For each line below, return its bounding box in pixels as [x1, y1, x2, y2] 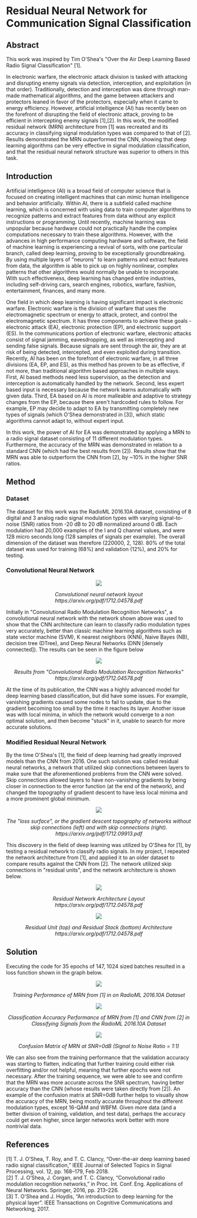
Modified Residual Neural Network [6, 738, 107, 746]
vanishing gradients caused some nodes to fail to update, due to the [6, 698, 171, 705]
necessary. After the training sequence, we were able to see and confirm [6, 1072, 183, 1080]
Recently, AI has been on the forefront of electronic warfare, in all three [6, 355, 178, 362]
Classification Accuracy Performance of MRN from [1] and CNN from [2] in [8, 1013, 190, 1021]
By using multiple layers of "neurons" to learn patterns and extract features [6, 256, 188, 263]
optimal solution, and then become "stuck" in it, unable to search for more [6, 717, 185, 724]
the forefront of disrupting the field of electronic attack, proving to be [6, 111, 173, 118]
